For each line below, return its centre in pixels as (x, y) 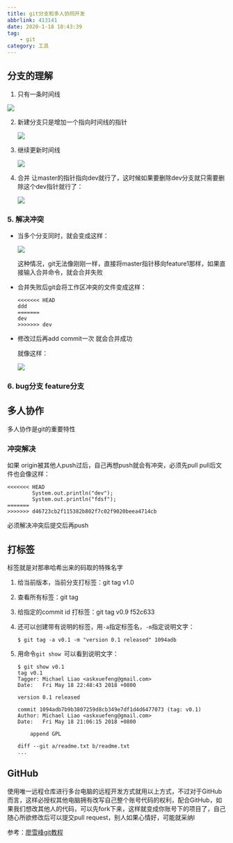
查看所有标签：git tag (48, 597)
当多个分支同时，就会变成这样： (63, 236)
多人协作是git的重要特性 (41, 428)
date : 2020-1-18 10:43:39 (45, 26)
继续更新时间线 (39, 150)
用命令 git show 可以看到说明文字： (68, 653)
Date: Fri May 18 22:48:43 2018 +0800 (77, 685)
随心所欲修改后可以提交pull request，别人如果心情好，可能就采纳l (101, 817)
